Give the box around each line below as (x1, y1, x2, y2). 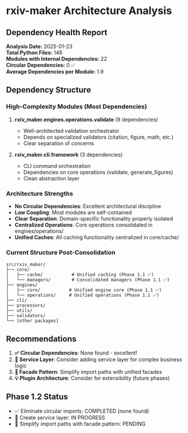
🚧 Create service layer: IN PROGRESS (14, 414, 105, 421)
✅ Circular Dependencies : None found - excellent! (14, 349, 138, 356)
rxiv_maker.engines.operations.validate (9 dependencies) (14, 116, 158, 123)
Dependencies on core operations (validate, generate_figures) (23, 169, 174, 176)
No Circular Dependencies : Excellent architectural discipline (14, 202, 161, 209)
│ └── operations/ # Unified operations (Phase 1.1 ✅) (6, 293, 160, 298)
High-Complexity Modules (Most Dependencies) (6, 102, 148, 111)
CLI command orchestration (23, 162, 91, 169)
